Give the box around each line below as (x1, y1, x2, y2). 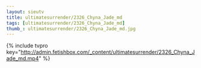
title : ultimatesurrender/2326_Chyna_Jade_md (6, 14, 122, 20)
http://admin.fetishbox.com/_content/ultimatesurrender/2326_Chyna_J (20, 49, 196, 56)
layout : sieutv (6, 8, 45, 15)
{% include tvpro (6, 42, 48, 49)
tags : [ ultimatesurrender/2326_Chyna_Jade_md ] (6, 20, 125, 26)
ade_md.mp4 (6, 55, 39, 62)
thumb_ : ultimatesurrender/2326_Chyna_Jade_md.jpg (6, 25, 136, 32)
